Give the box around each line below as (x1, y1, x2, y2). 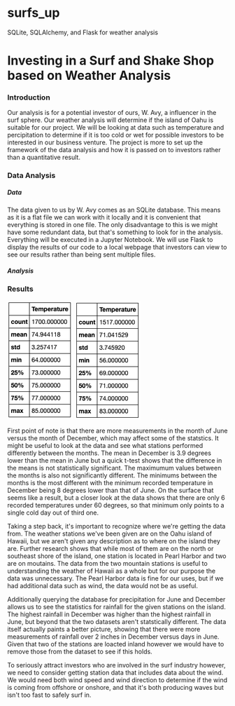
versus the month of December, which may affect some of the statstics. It (7, 433, 219, 442)
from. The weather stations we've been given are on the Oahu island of (7, 529, 212, 538)
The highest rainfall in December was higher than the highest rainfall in (7, 610, 211, 618)
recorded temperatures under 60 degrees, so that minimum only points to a (7, 501, 225, 509)
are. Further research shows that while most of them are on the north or (7, 544, 214, 552)
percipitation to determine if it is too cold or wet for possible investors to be (7, 131, 225, 140)
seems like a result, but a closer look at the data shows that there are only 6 (7, 493, 225, 502)
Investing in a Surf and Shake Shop (7, 53, 215, 69)
